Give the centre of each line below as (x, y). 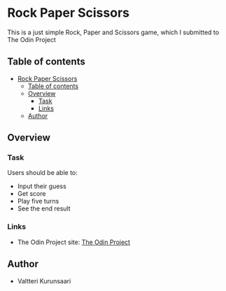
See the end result (44, 208)
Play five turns (38, 201)
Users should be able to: (43, 173)
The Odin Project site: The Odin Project (74, 242)
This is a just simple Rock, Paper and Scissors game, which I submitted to (113, 32)
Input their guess (42, 186)
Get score (31, 194)
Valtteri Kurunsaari (44, 281)
